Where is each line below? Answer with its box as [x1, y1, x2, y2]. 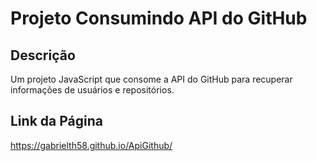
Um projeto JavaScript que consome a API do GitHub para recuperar [10, 73, 293, 85]
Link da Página [10, 113, 103, 130]
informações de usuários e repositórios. [10, 84, 175, 96]
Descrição [10, 47, 76, 64]
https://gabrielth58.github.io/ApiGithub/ [10, 139, 173, 151]
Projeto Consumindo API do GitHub [10, 7, 308, 30]
